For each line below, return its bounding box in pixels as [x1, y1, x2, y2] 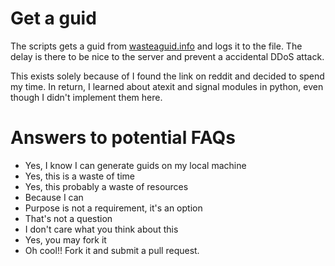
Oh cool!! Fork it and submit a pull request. [24, 244, 200, 256]
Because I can [24, 191, 84, 203]
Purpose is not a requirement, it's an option [24, 202, 203, 214]
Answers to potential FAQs [10, 127, 236, 149]
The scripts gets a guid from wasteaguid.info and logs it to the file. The [10, 40, 303, 52]
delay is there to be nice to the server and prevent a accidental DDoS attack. [10, 50, 325, 62]
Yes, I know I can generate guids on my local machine [24, 159, 247, 171]
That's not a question [24, 212, 113, 224]
